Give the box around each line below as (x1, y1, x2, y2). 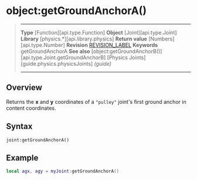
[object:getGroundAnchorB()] (91, 47, 162, 55)
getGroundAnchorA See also (20, 47, 90, 55)
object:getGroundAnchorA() (6, 4, 147, 18)
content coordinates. (6, 104, 57, 111)
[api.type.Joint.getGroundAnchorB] (20, 54, 106, 61)
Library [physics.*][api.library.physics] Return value (20, 35, 148, 42)
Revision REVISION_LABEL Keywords (66, 41, 158, 48)
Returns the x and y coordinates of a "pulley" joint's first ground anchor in (6, 98, 186, 105)
